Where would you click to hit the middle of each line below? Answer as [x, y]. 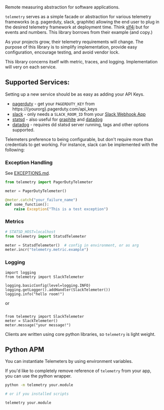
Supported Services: [37, 82]
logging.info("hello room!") [35, 294]
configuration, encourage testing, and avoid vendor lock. [62, 52]
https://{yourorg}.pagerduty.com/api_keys [55, 109]
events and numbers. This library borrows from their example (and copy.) [79, 32]
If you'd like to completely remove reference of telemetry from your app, [78, 371]
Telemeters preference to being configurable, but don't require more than [79, 139]
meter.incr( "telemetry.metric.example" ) [47, 250]
